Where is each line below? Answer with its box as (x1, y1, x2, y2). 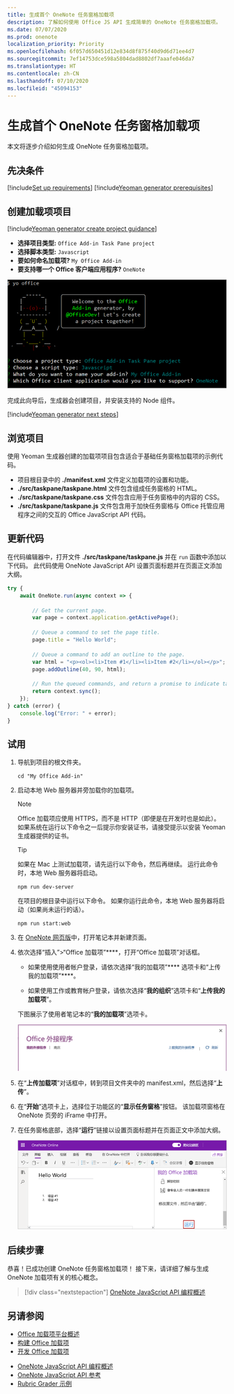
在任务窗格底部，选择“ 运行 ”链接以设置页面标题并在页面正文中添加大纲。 (17, 1126, 225, 1134)
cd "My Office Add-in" (17, 773, 84, 780)
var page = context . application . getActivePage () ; (32, 614, 179, 621)
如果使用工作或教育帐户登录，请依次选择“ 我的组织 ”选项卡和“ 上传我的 (27, 987, 226, 995)
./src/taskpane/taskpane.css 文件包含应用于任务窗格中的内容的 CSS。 (17, 493, 224, 501)
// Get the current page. (32, 607, 108, 614)
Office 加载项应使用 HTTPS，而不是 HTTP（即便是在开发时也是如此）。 (17, 815, 221, 823)
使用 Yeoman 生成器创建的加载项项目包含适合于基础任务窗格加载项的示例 (7, 452, 217, 460)
